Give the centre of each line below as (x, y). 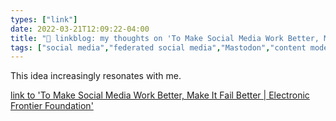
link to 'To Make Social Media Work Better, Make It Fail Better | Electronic (160, 95)
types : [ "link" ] (44, 19)
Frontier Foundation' (52, 106)
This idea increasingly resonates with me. (96, 76)
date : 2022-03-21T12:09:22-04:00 (80, 29)
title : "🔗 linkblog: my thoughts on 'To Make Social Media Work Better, (165, 38)
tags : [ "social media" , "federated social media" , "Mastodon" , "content (158, 47)
